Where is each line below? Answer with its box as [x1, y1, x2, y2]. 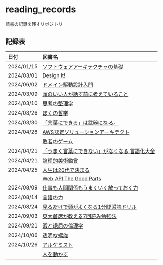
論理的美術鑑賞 [42, 157, 78, 164]
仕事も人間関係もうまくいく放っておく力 [42, 184, 138, 191]
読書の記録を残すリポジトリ [5, 21, 63, 27]
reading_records [5, 4, 76, 15]
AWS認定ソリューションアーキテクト [42, 128, 130, 135]
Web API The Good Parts [42, 175, 102, 182]
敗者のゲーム [42, 138, 73, 145]
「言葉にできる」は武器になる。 [42, 119, 119, 126]
